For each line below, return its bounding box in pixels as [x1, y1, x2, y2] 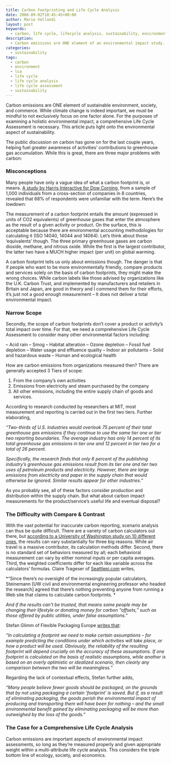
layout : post [6, 21, 33, 27]
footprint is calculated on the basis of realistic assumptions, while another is [6, 654, 166, 660]
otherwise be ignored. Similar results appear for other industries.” [6, 477, 144, 484]
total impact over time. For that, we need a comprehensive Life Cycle [6, 326, 150, 333]
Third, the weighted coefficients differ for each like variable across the [6, 560, 153, 566]
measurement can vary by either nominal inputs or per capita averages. [6, 555, 155, 561]
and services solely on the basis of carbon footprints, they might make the [6, 269, 161, 276]
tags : [6, 54, 17, 60]
